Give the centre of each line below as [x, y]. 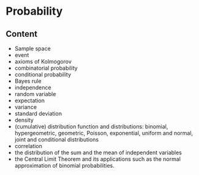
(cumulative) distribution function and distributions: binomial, [91, 126]
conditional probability [43, 74]
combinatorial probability [46, 68]
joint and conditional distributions [57, 140]
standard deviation [38, 114]
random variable [35, 94]
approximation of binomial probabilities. [64, 166]
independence [33, 87]
